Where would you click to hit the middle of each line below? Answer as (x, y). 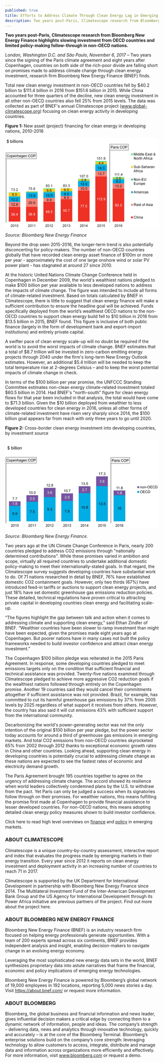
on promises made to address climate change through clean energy (73, 70)
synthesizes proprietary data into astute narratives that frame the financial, (80, 966)
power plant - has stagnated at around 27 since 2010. (59, 265)
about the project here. (28, 906)
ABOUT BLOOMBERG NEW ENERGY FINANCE (60, 919)
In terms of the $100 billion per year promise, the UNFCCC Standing (73, 382)
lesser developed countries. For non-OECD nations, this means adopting (78, 807)
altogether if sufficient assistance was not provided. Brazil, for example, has (81, 695)
